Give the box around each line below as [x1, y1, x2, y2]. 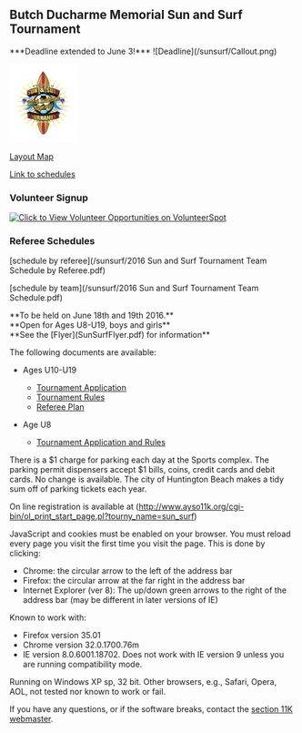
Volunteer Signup [9, 191, 89, 204]
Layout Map [9, 150, 55, 162]
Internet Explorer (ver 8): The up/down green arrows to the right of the [22, 585, 287, 596]
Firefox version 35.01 [22, 630, 102, 641]
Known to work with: [9, 612, 86, 623]
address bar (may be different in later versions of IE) [22, 595, 218, 606]
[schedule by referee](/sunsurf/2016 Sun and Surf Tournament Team [9, 255, 267, 267]
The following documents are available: [9, 347, 156, 358]
